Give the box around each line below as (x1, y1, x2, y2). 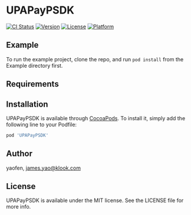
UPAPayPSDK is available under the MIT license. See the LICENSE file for (6, 197, 184, 204)
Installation (6, 99, 48, 109)
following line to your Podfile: (6, 121, 77, 128)
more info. (6, 203, 31, 210)
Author (6, 148, 32, 159)
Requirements (6, 79, 59, 89)
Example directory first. (6, 62, 63, 69)
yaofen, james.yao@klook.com (6, 164, 81, 171)
